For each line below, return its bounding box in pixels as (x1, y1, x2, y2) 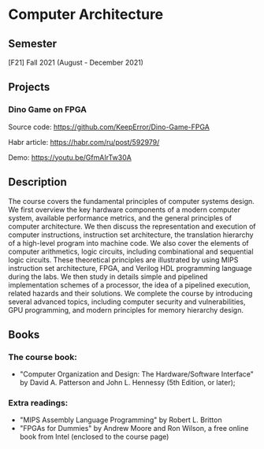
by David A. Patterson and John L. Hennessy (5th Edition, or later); (19, 378, 236, 388)
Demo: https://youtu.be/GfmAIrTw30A (8, 152, 132, 162)
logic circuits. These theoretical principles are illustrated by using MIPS (8, 254, 239, 265)
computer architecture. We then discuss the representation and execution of (8, 221, 256, 231)
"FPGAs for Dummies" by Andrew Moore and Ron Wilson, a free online (19, 424, 249, 433)
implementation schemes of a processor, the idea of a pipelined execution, (8, 280, 251, 289)
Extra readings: (8, 398, 69, 409)
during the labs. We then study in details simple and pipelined (8, 272, 208, 281)
